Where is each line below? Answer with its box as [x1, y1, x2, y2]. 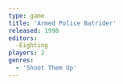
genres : [8, 57, 35, 65]
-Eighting [15, 42, 48, 50]
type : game [8, 11, 45, 20]
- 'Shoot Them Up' [15, 64, 78, 72]
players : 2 [8, 49, 45, 57]
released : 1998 [8, 26, 59, 34]
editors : [8, 34, 38, 42]
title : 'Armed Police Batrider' [8, 19, 117, 27]
